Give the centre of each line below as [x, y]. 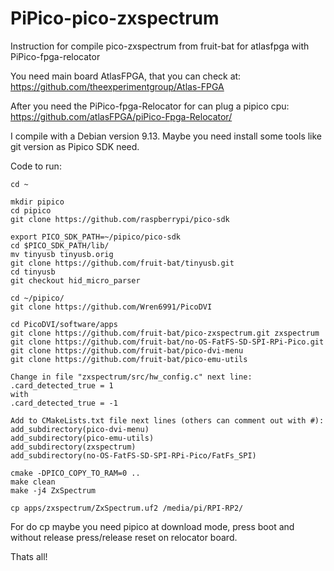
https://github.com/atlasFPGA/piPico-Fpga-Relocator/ [121, 116]
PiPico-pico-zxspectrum [115, 18]
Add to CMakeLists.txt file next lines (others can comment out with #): [167, 420]
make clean [33, 482]
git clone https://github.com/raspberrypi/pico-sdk [120, 219]
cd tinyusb [33, 272]
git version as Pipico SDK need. [75, 146]
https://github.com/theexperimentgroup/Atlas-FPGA [117, 86]
